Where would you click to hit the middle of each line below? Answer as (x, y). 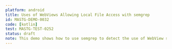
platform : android (25, 10)
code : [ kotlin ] (21, 24)
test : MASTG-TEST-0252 (29, 29)
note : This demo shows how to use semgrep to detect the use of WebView (84, 39)
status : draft (20, 34)
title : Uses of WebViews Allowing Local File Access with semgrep (78, 15)
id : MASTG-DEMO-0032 (27, 19)
